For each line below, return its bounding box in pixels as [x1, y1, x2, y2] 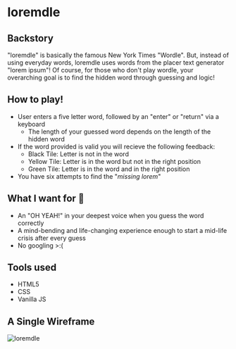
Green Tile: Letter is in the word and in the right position [27, 165, 190, 173]
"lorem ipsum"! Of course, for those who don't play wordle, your [7, 66, 194, 74]
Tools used [7, 262, 57, 274]
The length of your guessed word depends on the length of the [27, 127, 211, 136]
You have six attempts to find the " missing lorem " [17, 172, 161, 180]
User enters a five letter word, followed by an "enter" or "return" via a [17, 112, 220, 120]
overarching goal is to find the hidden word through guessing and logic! [7, 73, 215, 82]
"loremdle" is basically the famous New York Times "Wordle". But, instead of [7, 51, 229, 59]
